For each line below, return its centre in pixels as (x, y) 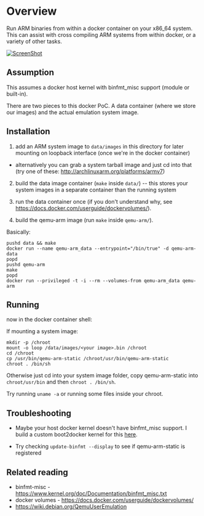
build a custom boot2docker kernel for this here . (76, 434)
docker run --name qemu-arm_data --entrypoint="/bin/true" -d (88, 248)
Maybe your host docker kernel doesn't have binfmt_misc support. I (101, 428)
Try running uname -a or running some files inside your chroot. (85, 394)
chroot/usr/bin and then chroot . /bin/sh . (61, 382)
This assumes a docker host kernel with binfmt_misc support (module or (98, 87)
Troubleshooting (39, 413)
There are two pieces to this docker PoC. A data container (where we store (101, 106)
